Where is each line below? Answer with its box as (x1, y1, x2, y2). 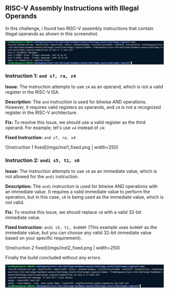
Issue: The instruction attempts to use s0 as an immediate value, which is (5, 168, 157, 174)
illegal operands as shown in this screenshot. (5, 30, 99, 37)
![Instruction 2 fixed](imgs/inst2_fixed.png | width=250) (5, 245, 120, 251)
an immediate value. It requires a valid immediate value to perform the (5, 189, 150, 195)
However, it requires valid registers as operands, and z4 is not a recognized (5, 104, 161, 110)
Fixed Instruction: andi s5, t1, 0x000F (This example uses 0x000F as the (5, 224, 157, 230)
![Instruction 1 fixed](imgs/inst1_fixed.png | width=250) (5, 144, 119, 150)
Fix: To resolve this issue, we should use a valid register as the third (5, 119, 146, 125)
